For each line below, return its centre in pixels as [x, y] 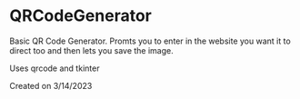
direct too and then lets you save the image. [92, 50]
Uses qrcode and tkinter [55, 68]
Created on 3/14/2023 [51, 85]
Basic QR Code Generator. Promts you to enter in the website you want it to [150, 41]
